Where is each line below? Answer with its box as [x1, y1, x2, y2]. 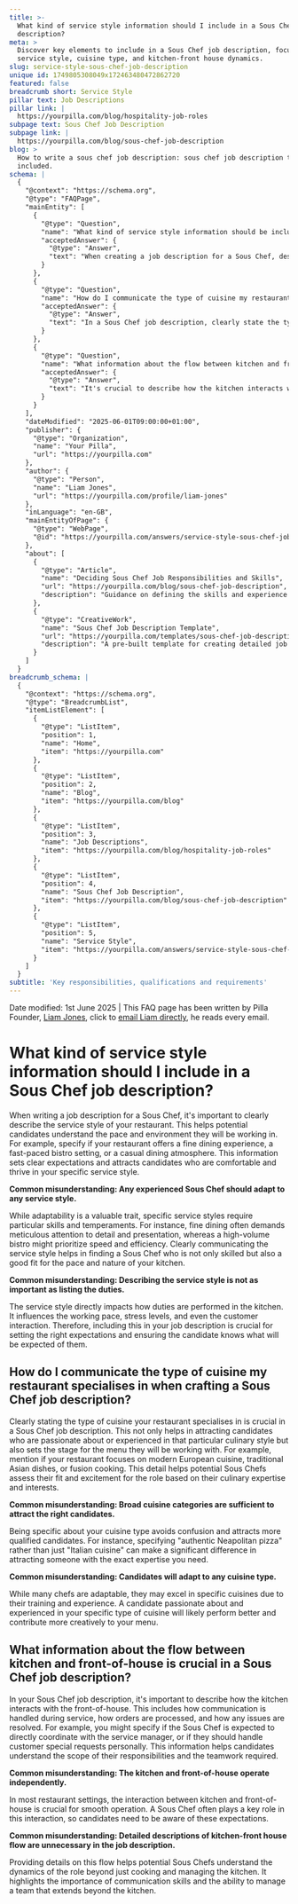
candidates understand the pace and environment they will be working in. [9, 1129, 278, 1139]
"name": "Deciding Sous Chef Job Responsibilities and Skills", [41, 574, 284, 583]
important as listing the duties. [9, 1284, 125, 1294]
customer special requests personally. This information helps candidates [9, 1741, 275, 1751]
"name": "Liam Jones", [32, 483, 117, 492]
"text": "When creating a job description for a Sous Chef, [48, 252, 276, 262]
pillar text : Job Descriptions [9, 95, 125, 105]
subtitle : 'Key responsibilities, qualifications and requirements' [9, 978, 268, 987]
